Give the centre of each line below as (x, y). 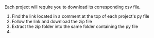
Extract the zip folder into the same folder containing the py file (75, 26)
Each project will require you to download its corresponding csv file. (73, 7)
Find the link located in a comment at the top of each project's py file (80, 16)
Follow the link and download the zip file (52, 21)
